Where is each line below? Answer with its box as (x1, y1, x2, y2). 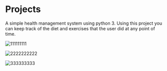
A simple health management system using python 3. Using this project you (5, 20, 162, 26)
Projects (5, 4, 41, 15)
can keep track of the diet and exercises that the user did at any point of (5, 25, 155, 31)
